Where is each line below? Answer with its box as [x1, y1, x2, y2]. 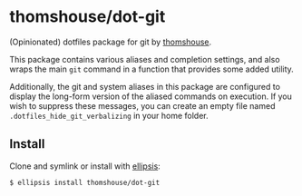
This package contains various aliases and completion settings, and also [9, 54, 280, 64]
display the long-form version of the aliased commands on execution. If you [9, 91, 293, 102]
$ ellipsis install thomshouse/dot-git [9, 178, 161, 187]
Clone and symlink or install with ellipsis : [9, 161, 161, 171]
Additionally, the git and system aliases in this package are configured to [9, 81, 281, 92]
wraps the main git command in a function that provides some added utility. [9, 64, 295, 74]
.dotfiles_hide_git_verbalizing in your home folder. [9, 110, 209, 121]
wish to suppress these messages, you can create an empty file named [9, 100, 276, 111]
